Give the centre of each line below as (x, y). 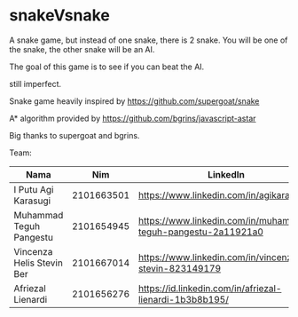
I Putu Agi (34, 189)
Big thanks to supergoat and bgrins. (74, 135)
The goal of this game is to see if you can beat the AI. (107, 67)
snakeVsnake (60, 16)
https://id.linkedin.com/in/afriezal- (210, 288)
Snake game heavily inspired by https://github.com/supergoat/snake (134, 101)
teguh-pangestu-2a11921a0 (201, 232)
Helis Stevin (39, 263)
